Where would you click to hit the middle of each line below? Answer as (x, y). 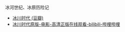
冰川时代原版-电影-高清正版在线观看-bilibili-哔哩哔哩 (66, 24)
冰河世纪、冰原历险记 (27, 7)
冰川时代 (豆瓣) (28, 18)
